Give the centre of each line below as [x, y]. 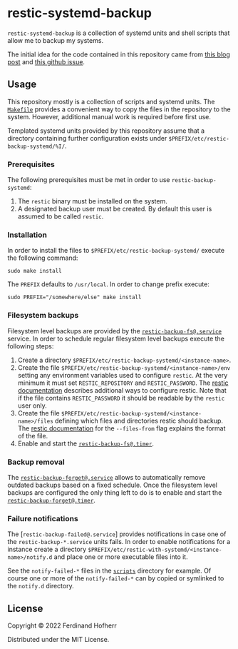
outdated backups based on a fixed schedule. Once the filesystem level [112, 485]
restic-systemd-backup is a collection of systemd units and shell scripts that [119, 33]
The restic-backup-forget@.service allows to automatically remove [107, 477]
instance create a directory [47, 549]
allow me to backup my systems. [56, 40]
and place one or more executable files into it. [121, 557]
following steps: [31, 346]
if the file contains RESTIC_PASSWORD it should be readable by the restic [121, 398]
